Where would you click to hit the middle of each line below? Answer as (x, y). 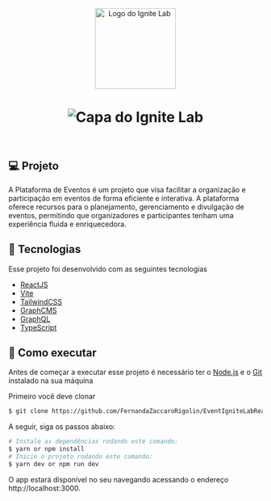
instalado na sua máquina (51, 381)
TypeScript (38, 327)
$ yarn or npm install (46, 449)
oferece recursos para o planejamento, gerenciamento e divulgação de (126, 207)
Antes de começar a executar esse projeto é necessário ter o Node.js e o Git (135, 373)
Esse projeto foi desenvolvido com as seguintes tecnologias (108, 269)
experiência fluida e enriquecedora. (67, 224)
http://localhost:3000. (44, 488)
